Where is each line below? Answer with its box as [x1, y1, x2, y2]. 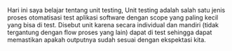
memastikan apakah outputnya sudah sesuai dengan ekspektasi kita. [7, 36, 207, 44]
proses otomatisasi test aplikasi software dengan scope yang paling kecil [7, 13, 219, 22]
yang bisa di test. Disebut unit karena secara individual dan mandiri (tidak [7, 21, 219, 29]
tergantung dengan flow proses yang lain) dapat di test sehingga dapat [7, 28, 212, 36]
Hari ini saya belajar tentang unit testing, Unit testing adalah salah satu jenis [7, 6, 226, 14]
